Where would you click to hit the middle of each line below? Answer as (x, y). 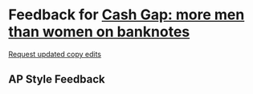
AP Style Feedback (57, 79)
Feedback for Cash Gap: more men (126, 15)
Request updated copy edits (55, 54)
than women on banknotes (99, 32)
